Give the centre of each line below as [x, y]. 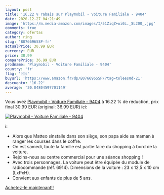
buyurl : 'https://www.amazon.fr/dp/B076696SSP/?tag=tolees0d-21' [74, 78]
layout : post [19, 10]
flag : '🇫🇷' [17, 74]
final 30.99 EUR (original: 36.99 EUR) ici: [46, 107]
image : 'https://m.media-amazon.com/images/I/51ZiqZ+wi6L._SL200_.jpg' [80, 23]
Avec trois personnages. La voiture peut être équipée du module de [81, 162]
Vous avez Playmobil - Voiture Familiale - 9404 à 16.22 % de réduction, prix [82, 101]
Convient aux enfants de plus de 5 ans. [52, 178]
